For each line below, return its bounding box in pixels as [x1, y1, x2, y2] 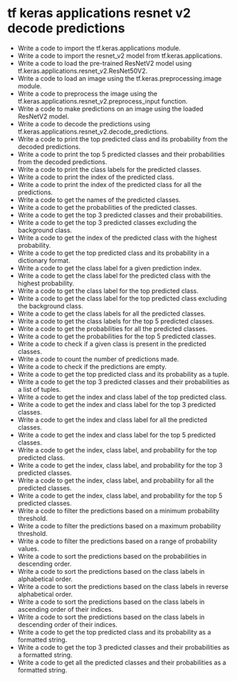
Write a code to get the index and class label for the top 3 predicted [17, 400, 216, 408]
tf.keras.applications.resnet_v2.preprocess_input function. [17, 96, 188, 105]
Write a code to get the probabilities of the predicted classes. [17, 203, 198, 211]
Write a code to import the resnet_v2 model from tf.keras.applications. [17, 51, 223, 60]
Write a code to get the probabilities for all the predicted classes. [17, 324, 208, 333]
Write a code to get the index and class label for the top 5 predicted [17, 430, 216, 439]
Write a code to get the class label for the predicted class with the [17, 271, 211, 280]
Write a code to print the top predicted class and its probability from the [17, 134, 228, 143]
